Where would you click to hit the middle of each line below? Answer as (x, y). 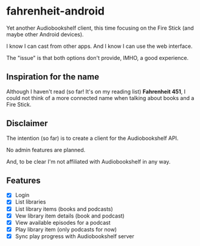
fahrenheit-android (56, 11)
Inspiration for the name (53, 77)
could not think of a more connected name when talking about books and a (100, 98)
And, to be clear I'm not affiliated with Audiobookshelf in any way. (88, 161)
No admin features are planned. (46, 150)
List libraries (30, 202)
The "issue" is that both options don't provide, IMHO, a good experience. (98, 58)
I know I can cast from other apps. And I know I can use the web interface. (99, 46)
